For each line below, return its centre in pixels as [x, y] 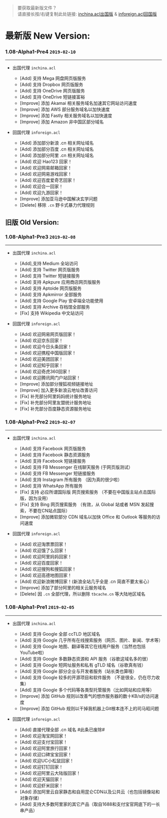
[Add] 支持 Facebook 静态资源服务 [55, 455]
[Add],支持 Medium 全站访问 [49, 263]
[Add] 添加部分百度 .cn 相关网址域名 [57, 149]
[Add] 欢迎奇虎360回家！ [45, 372]
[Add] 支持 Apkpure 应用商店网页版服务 [60, 282]
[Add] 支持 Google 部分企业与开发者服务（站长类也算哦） [78, 671]
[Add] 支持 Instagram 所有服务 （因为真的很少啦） [71, 480]
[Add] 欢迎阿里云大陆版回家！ [50, 773]
